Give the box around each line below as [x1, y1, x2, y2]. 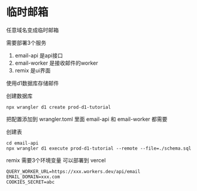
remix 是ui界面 [14, 66, 51, 74]
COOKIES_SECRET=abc [6, 179, 55, 185]
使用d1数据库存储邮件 [6, 79, 59, 87]
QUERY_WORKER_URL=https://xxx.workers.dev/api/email [6, 168, 141, 174]
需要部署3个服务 [6, 39, 47, 46]
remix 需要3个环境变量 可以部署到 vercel [6, 156, 106, 163]
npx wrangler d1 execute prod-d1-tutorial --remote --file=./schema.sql [6, 145, 192, 151]
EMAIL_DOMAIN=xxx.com [6, 174, 60, 180]
